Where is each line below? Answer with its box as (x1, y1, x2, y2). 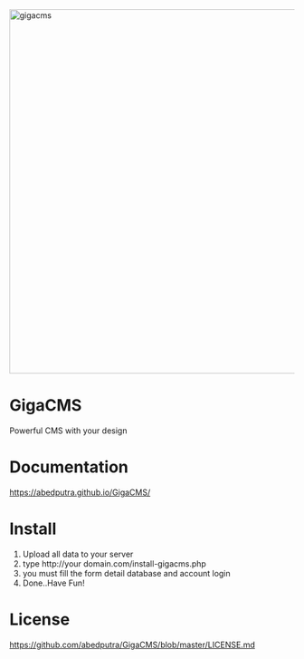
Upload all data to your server (22, 548, 134, 559)
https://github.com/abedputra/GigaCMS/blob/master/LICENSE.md (9, 639, 255, 650)
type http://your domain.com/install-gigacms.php (22, 557, 206, 569)
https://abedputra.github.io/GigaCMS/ (9, 487, 151, 498)
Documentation (9, 457, 129, 478)
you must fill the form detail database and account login (22, 567, 231, 578)
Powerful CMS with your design (9, 425, 128, 436)
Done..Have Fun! (22, 577, 85, 588)
